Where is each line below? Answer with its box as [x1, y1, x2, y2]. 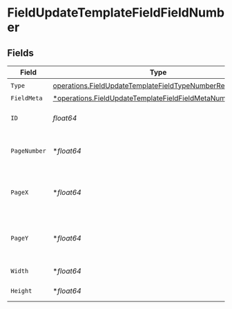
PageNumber [10, 147, 46, 155]
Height [10, 287, 32, 294]
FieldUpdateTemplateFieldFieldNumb [7, 5, 225, 21]
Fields [7, 47, 35, 59]
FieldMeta [10, 95, 43, 102]
